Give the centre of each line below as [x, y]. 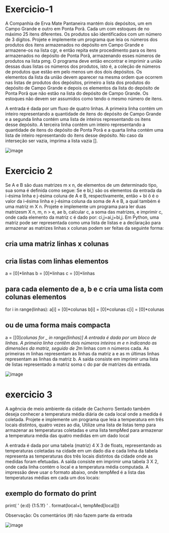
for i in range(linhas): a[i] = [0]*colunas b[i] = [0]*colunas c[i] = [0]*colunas [85, 309]
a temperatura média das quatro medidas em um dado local [67, 435]
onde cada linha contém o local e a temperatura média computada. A [77, 467]
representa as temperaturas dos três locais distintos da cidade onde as [79, 456]
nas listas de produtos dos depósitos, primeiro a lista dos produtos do [78, 83]
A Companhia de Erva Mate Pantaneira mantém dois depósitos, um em [79, 23]
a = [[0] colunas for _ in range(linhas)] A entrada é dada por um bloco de [81, 337]
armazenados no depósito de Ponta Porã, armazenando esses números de [83, 55]
